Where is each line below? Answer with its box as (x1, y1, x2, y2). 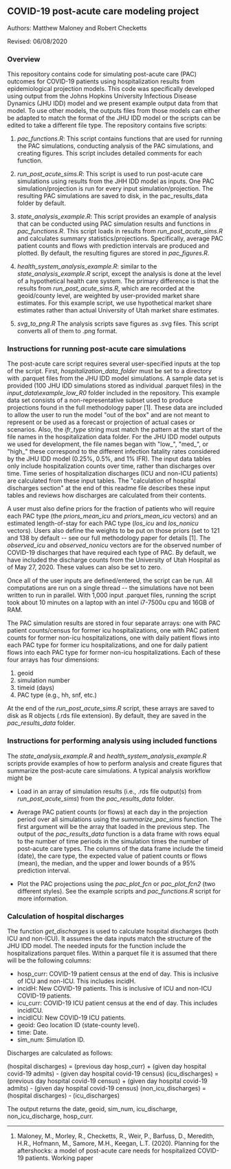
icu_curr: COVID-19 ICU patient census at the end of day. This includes (16, 999, 218, 1007)
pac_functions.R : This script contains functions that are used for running (16, 134, 223, 143)
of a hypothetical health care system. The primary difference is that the (16, 277, 219, 285)
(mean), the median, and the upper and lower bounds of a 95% (16, 859, 196, 867)
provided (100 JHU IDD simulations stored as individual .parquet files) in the (7, 381, 222, 390)
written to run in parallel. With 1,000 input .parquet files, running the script (7, 591, 217, 600)
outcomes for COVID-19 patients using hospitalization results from (7, 77, 195, 85)
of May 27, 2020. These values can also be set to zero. (7, 563, 163, 571)
